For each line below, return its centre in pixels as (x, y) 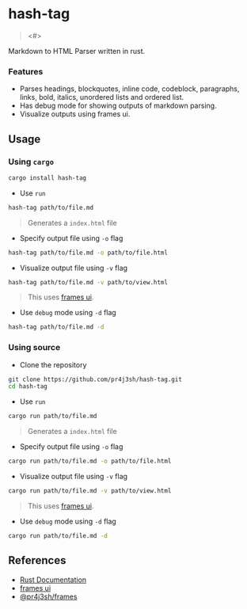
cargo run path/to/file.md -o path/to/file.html (90, 461)
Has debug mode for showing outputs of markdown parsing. (118, 106)
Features (26, 71)
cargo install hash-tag (47, 178)
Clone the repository (53, 364)
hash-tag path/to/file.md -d (56, 327)
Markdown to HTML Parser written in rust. (77, 51)
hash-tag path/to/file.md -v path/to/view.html (88, 282)
